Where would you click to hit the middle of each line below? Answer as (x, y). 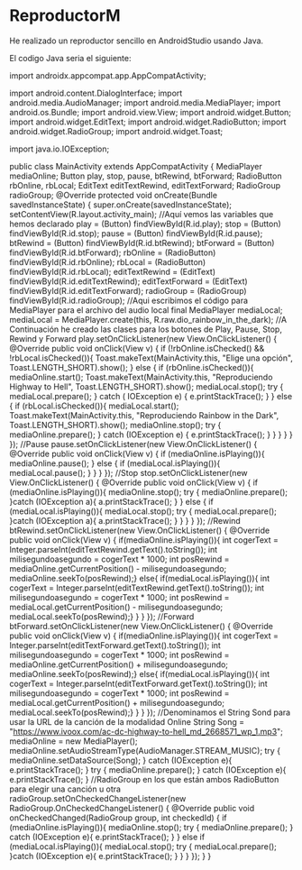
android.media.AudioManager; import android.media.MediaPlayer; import (145, 102)
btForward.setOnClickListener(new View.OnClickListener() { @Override (141, 626)
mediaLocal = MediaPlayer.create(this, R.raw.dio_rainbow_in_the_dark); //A (148, 319)
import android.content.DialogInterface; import (96, 93)
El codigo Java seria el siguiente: (71, 58)
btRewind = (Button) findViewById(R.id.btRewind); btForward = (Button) (142, 243)
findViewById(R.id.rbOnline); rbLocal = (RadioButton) (108, 261)
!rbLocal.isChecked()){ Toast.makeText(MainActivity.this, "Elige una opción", (151, 358)
